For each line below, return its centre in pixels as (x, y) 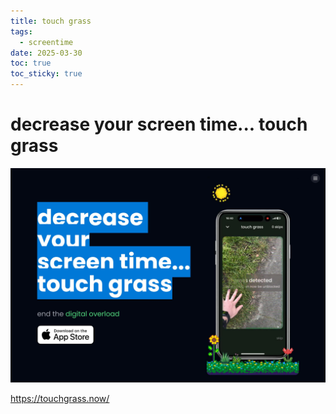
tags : (21, 31)
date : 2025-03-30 (46, 53)
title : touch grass (51, 21)
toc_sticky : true (46, 74)
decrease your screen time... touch (159, 124)
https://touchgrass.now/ (60, 398)
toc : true (31, 63)
